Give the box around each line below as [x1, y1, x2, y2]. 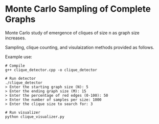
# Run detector [5, 76, 36, 81]
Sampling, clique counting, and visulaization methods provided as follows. [5, 44, 155, 50]
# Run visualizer [5, 110, 41, 115]
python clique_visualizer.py [5, 114, 65, 119]
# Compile [5, 63, 25, 68]
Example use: [5, 53, 33, 59]
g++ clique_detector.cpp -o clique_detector [5, 67, 97, 72]
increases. [5, 35, 26, 41]
